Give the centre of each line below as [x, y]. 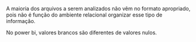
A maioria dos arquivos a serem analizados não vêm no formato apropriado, [98, 9]
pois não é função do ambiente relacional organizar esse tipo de [84, 15]
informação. [21, 21]
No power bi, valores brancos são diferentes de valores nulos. [82, 33]
